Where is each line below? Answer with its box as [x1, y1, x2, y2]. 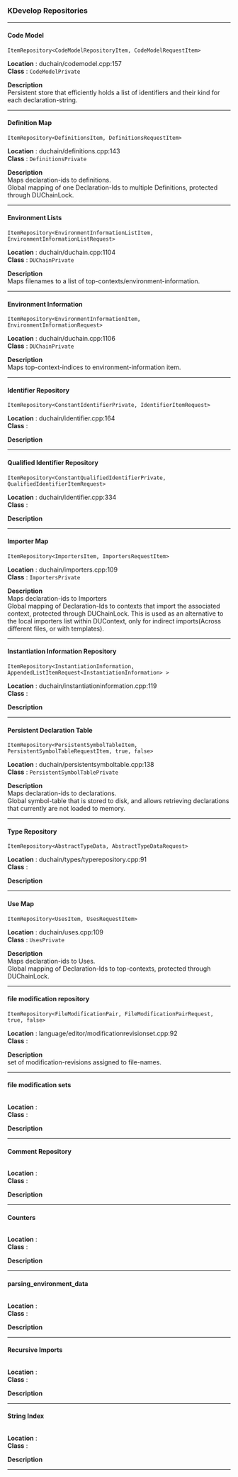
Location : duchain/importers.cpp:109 [7, 565, 118, 574]
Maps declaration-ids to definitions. [7, 175, 111, 184]
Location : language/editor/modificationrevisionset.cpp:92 [7, 1029, 178, 1037]
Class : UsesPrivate [7, 935, 65, 944]
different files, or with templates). [7, 624, 105, 633]
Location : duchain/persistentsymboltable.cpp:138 [7, 761, 154, 769]
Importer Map [7, 537, 49, 545]
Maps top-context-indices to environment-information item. [7, 363, 181, 371]
